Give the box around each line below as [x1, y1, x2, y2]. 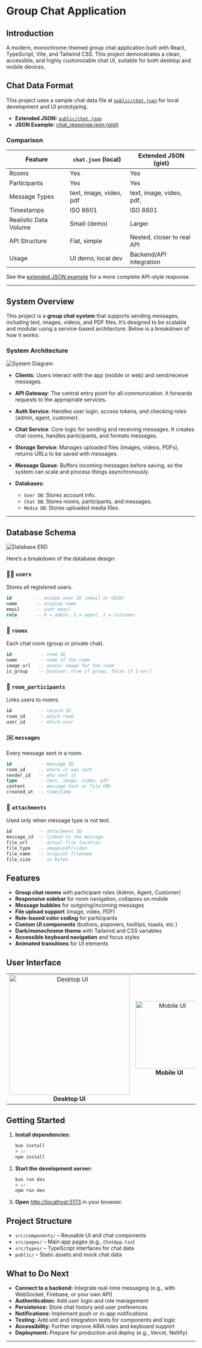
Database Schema [6, 527, 76, 537]
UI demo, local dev [70, 254, 123, 263]
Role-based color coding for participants [14, 915, 118, 922]
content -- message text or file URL [6, 783, 112, 790]
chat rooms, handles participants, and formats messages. [14, 432, 158, 439]
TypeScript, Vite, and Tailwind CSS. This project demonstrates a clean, [6, 50, 182, 58]
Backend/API [130, 251, 167, 259]
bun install [14, 1143, 45, 1149]
